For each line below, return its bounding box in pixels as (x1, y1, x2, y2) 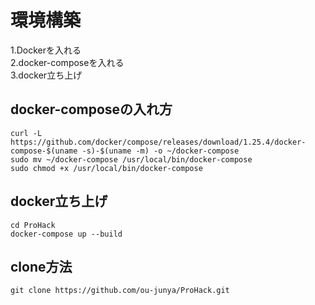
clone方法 (10, 258, 73, 275)
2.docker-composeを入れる (10, 56, 125, 68)
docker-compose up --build (10, 229, 123, 239)
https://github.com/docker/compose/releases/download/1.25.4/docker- (10, 137, 307, 147)
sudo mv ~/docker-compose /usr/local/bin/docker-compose (10, 154, 253, 165)
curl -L (10, 128, 43, 138)
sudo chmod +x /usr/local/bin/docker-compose (10, 163, 203, 173)
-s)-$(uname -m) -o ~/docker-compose (81, 146, 240, 156)
